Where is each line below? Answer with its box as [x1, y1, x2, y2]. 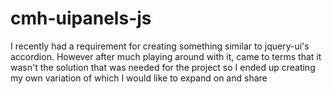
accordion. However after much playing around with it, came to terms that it [10, 50, 322, 62]
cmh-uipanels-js [10, 7, 152, 30]
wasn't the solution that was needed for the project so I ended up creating [10, 61, 316, 73]
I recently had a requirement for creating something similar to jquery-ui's [10, 40, 310, 52]
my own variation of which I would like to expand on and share [10, 72, 268, 84]
